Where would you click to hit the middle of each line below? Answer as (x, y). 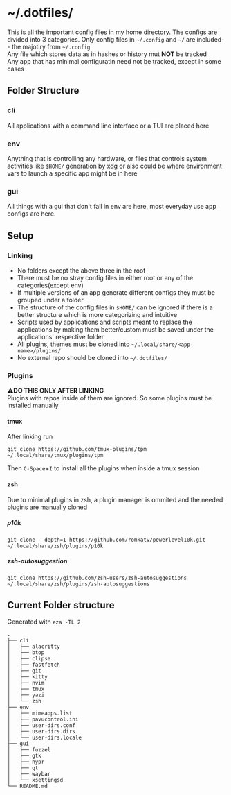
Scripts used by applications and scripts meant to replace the (104, 322)
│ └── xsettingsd (35, 780)
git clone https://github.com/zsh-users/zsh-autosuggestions (97, 578)
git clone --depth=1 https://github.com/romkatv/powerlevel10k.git (107, 540)
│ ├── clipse (29, 659)
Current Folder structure (61, 605)
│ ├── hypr (26, 762)
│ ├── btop (26, 653)
